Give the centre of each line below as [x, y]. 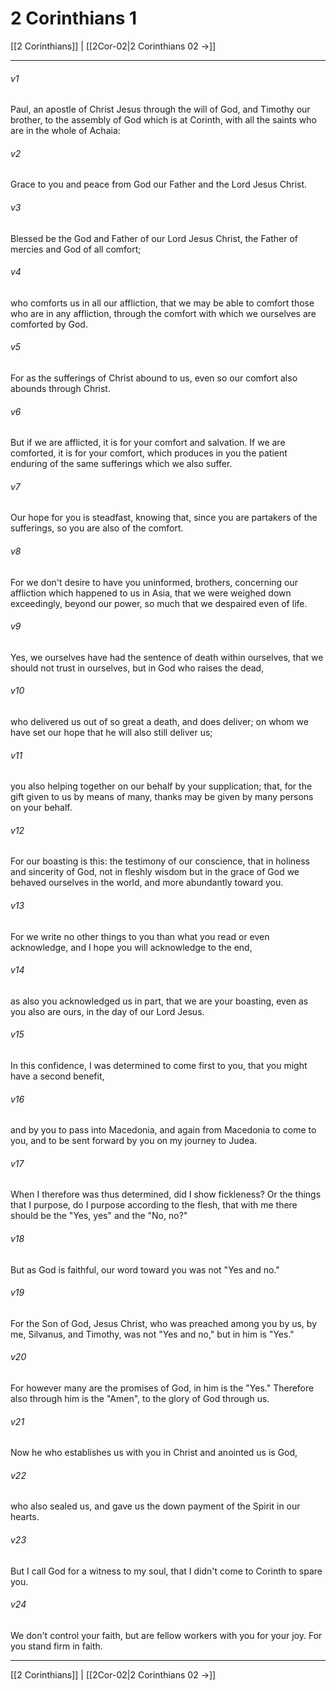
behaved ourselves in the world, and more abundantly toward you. [147, 883]
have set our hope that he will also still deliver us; [111, 732]
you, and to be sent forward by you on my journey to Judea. [134, 1141]
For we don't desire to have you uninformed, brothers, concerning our [154, 582]
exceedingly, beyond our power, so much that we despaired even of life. [159, 603]
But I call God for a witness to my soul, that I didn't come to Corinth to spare [166, 1571]
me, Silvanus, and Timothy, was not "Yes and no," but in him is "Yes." [152, 1334]
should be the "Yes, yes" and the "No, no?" [99, 1216]
